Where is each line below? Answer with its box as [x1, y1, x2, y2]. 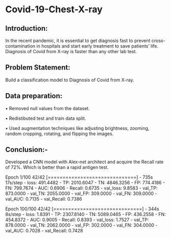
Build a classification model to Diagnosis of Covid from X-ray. [5, 77, 134, 83]
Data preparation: [5, 92, 63, 100]
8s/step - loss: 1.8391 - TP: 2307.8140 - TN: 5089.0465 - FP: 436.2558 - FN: [5, 211, 166, 218]
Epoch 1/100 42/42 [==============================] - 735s [5, 174, 153, 180]
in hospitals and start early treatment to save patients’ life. [36, 43, 159, 49]
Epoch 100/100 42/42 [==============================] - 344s [5, 206, 159, 212]
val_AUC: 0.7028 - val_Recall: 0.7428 [5, 228, 83, 234]
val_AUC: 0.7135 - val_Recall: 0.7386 [5, 196, 83, 202]
